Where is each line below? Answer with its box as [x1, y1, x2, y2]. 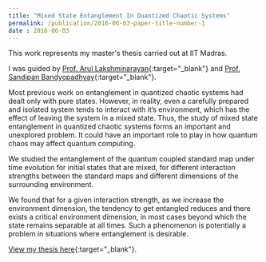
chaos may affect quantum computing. [8, 139, 136, 149]
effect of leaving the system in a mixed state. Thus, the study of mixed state [8, 113, 258, 123]
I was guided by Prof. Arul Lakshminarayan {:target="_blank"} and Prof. [8, 64, 241, 73]
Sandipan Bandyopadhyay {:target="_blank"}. [8, 73, 157, 82]
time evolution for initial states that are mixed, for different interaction [8, 163, 236, 173]
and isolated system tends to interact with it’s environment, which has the [8, 105, 250, 114]
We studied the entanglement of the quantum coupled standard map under [8, 154, 255, 164]
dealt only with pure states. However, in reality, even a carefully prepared [8, 97, 249, 106]
